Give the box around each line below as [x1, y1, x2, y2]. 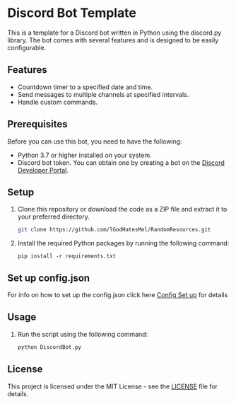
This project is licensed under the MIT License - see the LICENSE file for [7, 382, 218, 391]
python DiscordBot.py [17, 343, 81, 351]
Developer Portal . [17, 166, 69, 174]
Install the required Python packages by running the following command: [17, 239, 230, 248]
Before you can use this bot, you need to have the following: [7, 137, 182, 146]
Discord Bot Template [7, 5, 136, 21]
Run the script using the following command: [17, 330, 148, 338]
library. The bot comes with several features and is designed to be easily [7, 35, 219, 44]
